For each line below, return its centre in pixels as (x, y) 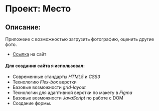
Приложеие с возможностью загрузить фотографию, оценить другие (80, 39)
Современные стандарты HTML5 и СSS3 (56, 77)
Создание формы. (32, 103)
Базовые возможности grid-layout (49, 87)
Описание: (23, 27)
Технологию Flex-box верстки (44, 82)
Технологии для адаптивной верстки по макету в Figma (72, 92)
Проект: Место (38, 9)
